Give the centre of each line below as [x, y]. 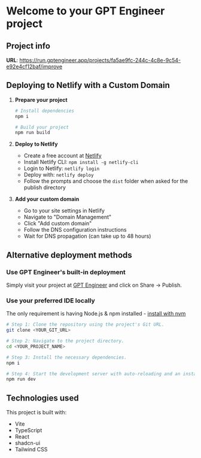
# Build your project [42, 127]
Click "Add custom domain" [58, 223]
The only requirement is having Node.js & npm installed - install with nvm [96, 314]
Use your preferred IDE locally [51, 301]
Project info [28, 46]
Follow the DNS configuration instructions [75, 230]
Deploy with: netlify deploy [59, 175]
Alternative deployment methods [69, 255]
